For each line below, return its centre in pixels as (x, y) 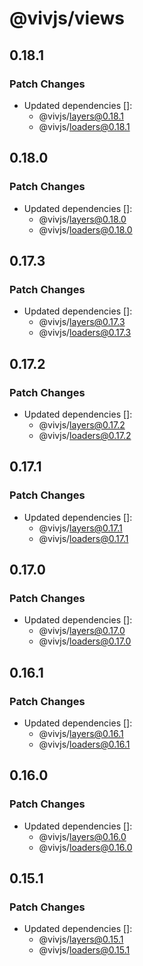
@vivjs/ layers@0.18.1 (81, 116)
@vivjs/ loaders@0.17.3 (85, 333)
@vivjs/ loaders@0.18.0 (85, 229)
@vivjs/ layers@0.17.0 (82, 631)
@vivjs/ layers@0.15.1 (81, 939)
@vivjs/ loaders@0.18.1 (84, 126)
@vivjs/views (67, 18)
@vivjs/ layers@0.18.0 (82, 219)
